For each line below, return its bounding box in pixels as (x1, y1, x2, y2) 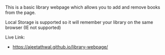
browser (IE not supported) (5, 24, 61, 30)
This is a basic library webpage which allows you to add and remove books (5, 4, 160, 10)
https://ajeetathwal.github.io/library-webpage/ (12, 44, 108, 49)
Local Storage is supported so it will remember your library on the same (5, 19, 153, 25)
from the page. (5, 9, 36, 15)
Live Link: (5, 34, 25, 40)
